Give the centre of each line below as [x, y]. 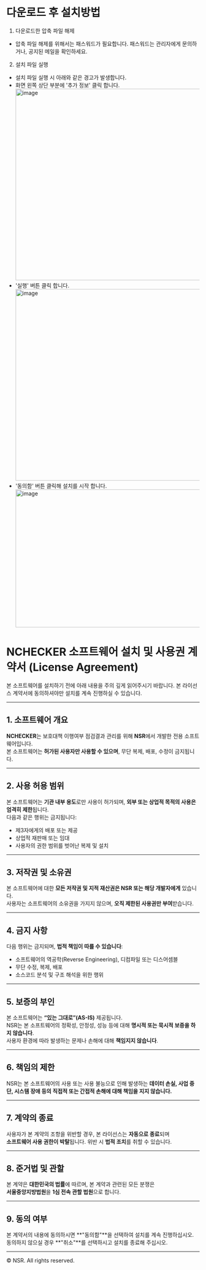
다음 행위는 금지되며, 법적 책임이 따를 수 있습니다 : [65, 946]
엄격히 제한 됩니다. [28, 809]
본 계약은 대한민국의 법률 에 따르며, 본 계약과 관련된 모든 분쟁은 [81, 1184]
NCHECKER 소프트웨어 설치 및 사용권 [96, 652]
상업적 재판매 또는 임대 [42, 838]
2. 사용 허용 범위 [35, 786]
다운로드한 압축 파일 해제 [45, 31]
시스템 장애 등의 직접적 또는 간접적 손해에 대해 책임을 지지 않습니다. [93, 1091]
